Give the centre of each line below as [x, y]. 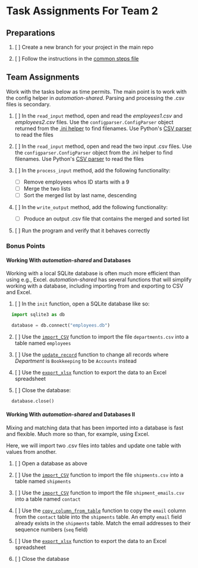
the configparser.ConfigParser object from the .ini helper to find [94, 152]
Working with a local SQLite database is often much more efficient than [93, 273]
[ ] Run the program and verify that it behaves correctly [82, 231]
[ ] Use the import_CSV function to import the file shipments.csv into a [99, 475]
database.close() [33, 401]
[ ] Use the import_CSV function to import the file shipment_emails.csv [100, 493]
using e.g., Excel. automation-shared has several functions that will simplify [99, 280]
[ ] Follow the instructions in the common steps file [77, 59]
